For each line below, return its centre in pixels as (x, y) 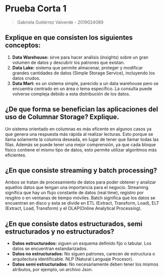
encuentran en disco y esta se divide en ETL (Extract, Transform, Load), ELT (82, 203)
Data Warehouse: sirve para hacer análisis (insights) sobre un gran (80, 57)
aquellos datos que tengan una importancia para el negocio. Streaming (77, 187)
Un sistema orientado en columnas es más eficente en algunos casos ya (78, 129)
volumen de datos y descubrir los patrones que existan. (68, 62)
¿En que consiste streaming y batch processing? (81, 170)
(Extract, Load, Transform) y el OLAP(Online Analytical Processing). (73, 208)
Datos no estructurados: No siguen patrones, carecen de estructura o (84, 254)
